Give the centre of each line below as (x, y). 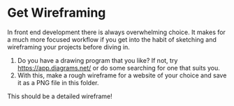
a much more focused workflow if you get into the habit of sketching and (112, 39)
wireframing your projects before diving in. (69, 47)
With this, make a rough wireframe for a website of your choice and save (122, 75)
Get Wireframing (57, 13)
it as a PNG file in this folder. (58, 82)
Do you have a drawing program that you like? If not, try (97, 60)
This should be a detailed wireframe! (60, 96)
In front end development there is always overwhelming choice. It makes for (116, 32)
